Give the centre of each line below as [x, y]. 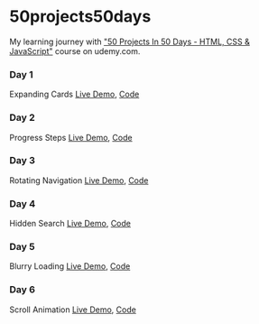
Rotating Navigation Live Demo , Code [79, 180]
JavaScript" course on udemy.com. [75, 51]
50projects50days [80, 17]
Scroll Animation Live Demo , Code [73, 310]
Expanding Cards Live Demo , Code [74, 94]
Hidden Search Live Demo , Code [70, 224]
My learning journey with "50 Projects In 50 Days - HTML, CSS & [129, 42]
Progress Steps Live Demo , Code [71, 137]
